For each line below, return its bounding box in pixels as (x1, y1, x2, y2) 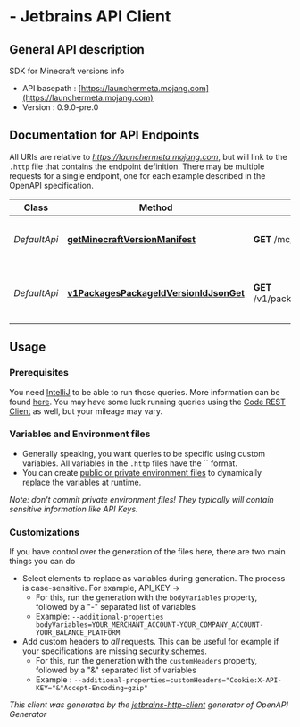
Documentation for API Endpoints (9, 128, 200, 143)
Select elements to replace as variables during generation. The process (21, 573, 286, 584)
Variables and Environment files (9, 427, 151, 440)
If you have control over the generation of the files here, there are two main (9, 546, 286, 557)
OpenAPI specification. (9, 180, 94, 190)
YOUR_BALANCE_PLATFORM (35, 629, 121, 638)
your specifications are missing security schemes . (21, 646, 207, 656)
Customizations (9, 526, 80, 538)
